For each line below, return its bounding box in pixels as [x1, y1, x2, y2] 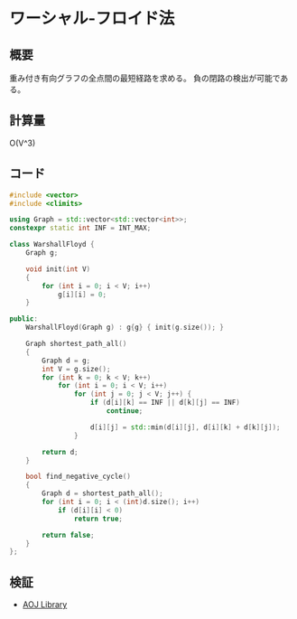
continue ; [106, 407, 144, 416]
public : [9, 314, 39, 324]
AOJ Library [22, 599, 68, 610]
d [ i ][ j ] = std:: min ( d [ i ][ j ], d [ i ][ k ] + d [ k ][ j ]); [89, 422, 282, 432]
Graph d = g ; [42, 356, 91, 365]
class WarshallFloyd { [9, 240, 95, 249]
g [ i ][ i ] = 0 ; [57, 290, 107, 299]
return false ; [42, 530, 95, 539]
